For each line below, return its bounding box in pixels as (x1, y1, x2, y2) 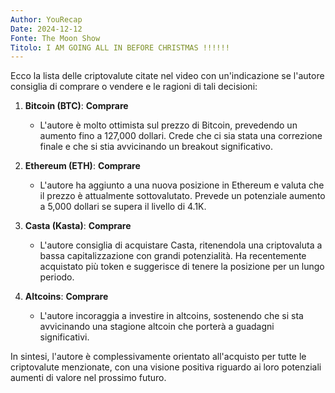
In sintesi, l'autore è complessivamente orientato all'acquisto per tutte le (10, 351, 307, 363)
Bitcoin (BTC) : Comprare (24, 100, 129, 112)
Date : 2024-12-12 (10, 24, 83, 34)
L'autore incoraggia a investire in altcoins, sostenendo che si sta (39, 310, 304, 322)
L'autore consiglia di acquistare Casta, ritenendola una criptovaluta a (39, 239, 323, 251)
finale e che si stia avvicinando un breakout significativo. (39, 141, 274, 153)
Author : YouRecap (10, 14, 83, 25)
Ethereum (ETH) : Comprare (24, 160, 141, 172)
